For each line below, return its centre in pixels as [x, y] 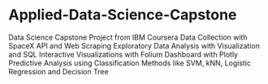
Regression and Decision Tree [58, 71]
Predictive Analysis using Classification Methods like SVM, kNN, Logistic [130, 63]
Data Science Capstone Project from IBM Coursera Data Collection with [128, 37]
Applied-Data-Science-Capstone [123, 15]
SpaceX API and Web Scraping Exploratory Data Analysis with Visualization [134, 45]
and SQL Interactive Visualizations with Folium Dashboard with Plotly [123, 54]
